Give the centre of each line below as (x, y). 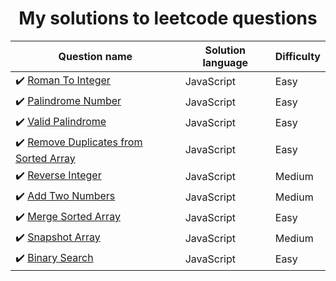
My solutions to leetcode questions (168, 18)
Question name (95, 56)
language (225, 62)
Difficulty (297, 56)
